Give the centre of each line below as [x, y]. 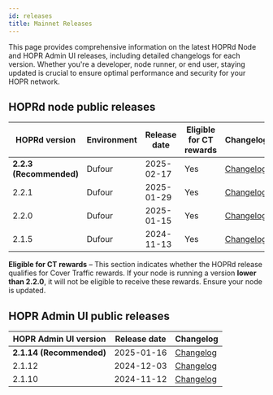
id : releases [30, 16]
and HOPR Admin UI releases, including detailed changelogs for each [124, 55]
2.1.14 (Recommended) [60, 353]
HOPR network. [35, 81]
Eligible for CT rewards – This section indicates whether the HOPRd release [135, 265]
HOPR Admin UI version [59, 339]
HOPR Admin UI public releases [89, 316]
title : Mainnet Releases [50, 24]
